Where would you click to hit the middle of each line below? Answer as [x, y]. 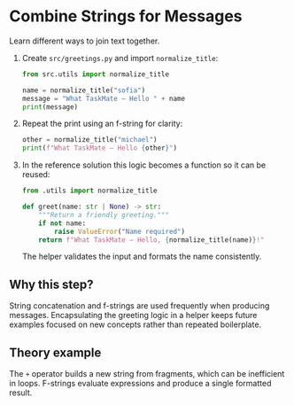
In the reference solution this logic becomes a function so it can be [144, 165]
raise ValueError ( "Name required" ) [120, 231]
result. [21, 393]
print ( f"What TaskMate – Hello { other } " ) [100, 148]
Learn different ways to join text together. [85, 41]
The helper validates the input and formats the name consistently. [142, 257]
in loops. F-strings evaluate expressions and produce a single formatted [140, 384]
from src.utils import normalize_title [96, 74]
